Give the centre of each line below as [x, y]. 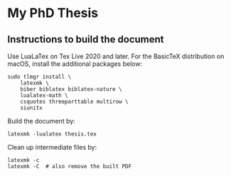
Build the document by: [42, 121]
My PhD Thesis [53, 13]
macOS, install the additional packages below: [75, 64]
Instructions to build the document [86, 39]
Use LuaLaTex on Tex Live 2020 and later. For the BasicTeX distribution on [116, 56]
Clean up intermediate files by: [52, 147]
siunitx [31, 108]
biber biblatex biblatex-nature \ [71, 89]
